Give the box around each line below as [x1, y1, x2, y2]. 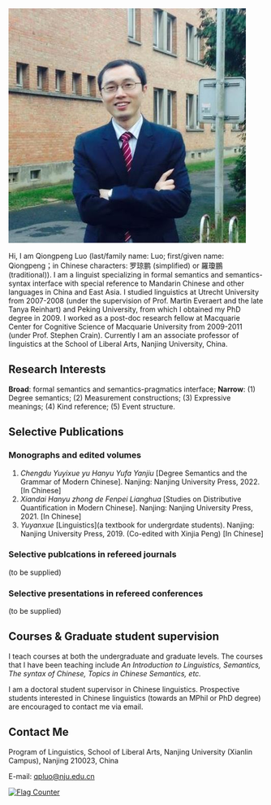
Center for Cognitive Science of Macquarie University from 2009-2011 [8, 322, 243, 331]
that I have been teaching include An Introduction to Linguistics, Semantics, [8, 659, 261, 670]
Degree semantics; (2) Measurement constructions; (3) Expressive [8, 392, 231, 402]
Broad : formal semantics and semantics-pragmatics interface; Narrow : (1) [8, 384, 256, 394]
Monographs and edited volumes [8, 449, 142, 461]
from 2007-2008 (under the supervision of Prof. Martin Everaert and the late [8, 296, 264, 305]
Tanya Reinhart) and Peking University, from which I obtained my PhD [8, 304, 241, 314]
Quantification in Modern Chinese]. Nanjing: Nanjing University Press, [19, 502, 253, 512]
